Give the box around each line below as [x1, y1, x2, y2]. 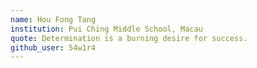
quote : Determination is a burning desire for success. [10, 33, 248, 43]
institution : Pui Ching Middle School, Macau [10, 24, 203, 34]
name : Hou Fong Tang [10, 14, 97, 25]
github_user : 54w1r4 [10, 42, 97, 53]
